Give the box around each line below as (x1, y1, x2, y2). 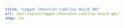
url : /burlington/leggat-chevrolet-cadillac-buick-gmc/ (5, 11, 120, 16)
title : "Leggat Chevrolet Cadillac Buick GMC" (5, 7, 101, 12)
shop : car (5, 16, 25, 20)
